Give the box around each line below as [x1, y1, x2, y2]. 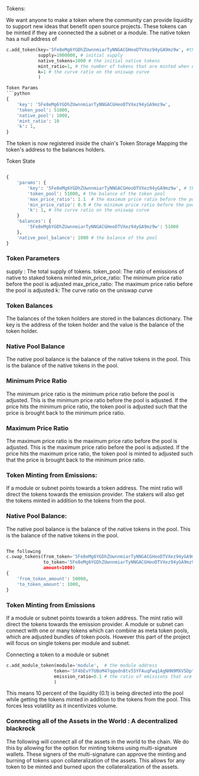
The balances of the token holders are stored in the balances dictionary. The [6, 315, 193, 322]
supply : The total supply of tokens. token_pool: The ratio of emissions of [6, 268, 184, 275]
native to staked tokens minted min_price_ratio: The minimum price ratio [6, 274, 182, 281]
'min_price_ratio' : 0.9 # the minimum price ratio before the [27, 201, 184, 208]
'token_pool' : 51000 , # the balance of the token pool [27, 191, 166, 197]
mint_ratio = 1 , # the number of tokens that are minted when [37, 63, 190, 69]
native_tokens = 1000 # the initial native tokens [37, 57, 161, 64]
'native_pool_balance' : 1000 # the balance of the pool [17, 235, 158, 241]
